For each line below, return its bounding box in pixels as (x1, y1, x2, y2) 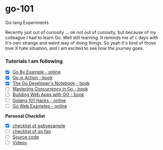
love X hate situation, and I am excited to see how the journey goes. (5, 45, 144, 51)
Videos (12, 139, 27, 145)
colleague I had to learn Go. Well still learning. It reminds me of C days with (5, 34, 159, 40)
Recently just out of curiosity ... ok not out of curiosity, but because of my (5, 29, 157, 35)
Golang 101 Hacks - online (12, 97, 66, 103)
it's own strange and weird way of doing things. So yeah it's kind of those (5, 39, 156, 45)
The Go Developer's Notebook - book (12, 80, 90, 86)
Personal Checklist (5, 113, 45, 119)
